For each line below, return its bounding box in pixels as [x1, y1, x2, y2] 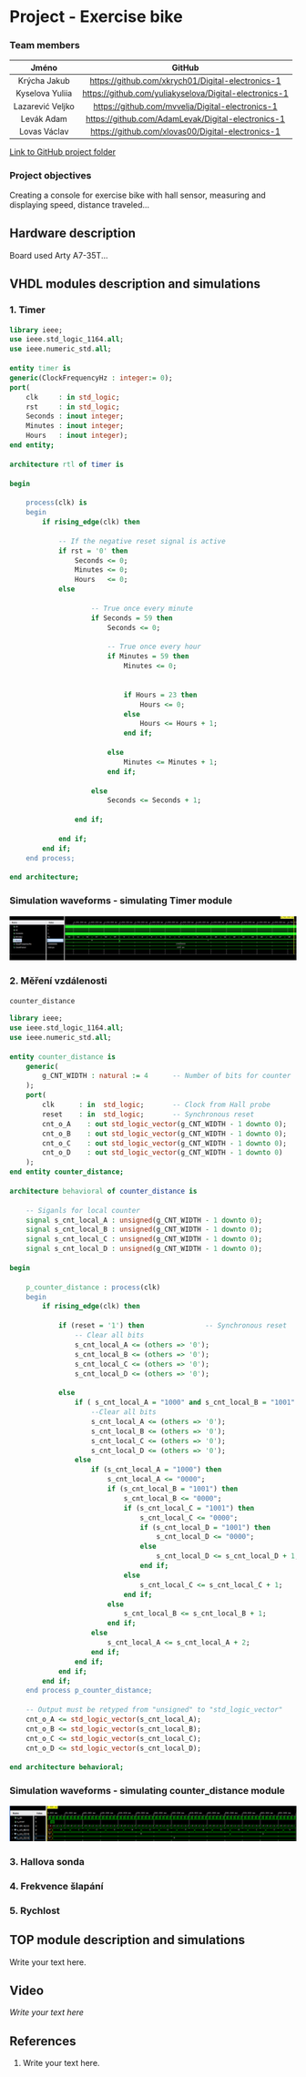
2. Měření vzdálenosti [9, 974, 107, 987]
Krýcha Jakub [17, 76, 70, 87]
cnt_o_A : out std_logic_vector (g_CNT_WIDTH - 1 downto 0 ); [42, 1119, 287, 1128]
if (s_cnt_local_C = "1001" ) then [123, 1503, 255, 1512]
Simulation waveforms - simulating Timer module [9, 894, 233, 907]
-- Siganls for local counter [25, 1206, 141, 1215]
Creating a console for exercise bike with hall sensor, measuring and [9, 189, 266, 201]
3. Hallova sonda [9, 1855, 85, 1868]
